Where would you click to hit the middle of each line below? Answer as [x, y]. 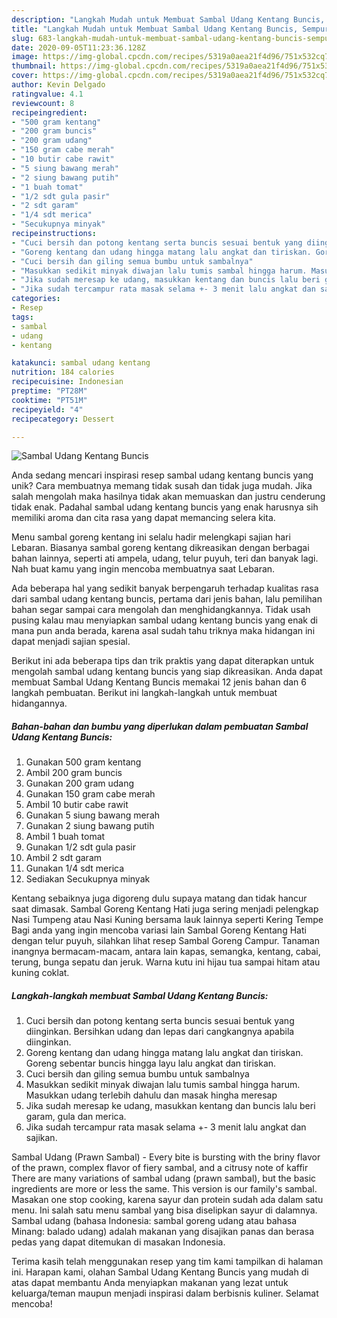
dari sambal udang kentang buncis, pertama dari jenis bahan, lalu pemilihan [167, 599]
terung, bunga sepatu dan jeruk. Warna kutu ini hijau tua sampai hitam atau [166, 962]
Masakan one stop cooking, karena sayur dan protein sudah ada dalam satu [167, 1200]
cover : [25, 76]
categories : [36, 299]
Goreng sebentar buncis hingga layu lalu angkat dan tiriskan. [151, 1063]
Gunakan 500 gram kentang [83, 762]
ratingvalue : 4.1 [47, 94]
